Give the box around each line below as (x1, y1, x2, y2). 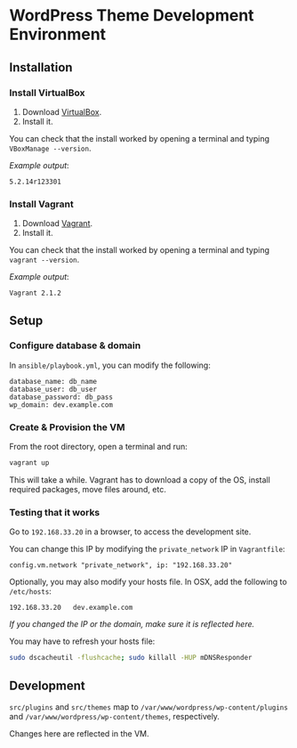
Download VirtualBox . (21, 106, 102, 117)
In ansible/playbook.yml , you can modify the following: (9, 360, 211, 370)
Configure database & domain (9, 339, 141, 352)
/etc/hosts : (9, 586, 52, 597)
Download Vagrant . (21, 218, 93, 229)
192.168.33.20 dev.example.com (9, 603, 133, 613)
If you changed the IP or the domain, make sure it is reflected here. (9, 619, 255, 630)
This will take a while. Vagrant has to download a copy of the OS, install (9, 475, 271, 485)
